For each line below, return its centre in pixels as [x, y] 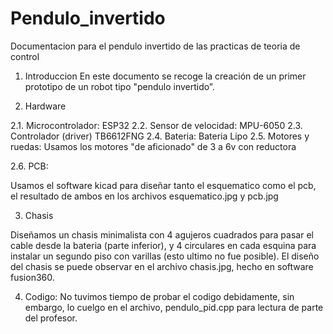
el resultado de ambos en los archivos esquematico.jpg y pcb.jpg [144, 196]
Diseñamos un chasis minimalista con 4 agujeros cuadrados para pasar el [162, 234]
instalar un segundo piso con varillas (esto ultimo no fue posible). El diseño [165, 256]
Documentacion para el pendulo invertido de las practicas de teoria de [155, 46]
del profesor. [51, 318]
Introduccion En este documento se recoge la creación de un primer [165, 76]
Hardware [45, 106]
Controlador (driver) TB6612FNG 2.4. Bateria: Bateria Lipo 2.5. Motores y [160, 136]
